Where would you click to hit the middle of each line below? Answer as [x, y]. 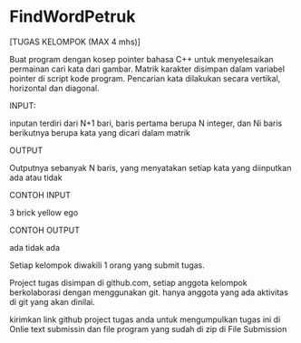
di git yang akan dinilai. [52, 301]
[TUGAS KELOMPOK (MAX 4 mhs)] [75, 42]
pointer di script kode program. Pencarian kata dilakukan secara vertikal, [145, 78]
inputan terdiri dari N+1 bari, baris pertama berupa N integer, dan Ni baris [146, 123]
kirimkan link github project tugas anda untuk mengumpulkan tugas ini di [145, 319]
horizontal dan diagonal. [54, 88]
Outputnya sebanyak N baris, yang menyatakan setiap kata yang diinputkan [150, 167]
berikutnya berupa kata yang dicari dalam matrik [100, 132]
